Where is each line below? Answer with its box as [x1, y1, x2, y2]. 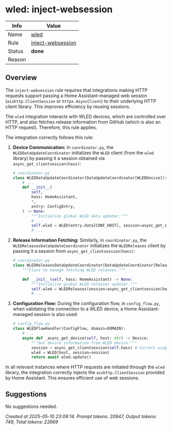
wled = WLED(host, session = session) [31, 350, 110, 355]
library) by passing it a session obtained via [12, 155, 105, 161]
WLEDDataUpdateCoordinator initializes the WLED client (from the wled [12, 149, 154, 156]
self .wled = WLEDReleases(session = [31, 286, 108, 291]
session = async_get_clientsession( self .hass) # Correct [31, 345, 156, 350]
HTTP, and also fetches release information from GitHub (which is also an [5, 119, 161, 125]
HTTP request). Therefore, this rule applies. [5, 124, 98, 130]
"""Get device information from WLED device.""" [31, 340, 138, 345]
